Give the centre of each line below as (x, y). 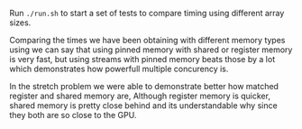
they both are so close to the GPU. (73, 115)
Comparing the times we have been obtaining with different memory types (147, 40)
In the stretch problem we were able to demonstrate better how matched (144, 86)
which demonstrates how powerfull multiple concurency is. (119, 69)
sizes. (20, 23)
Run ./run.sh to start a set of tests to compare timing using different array (147, 13)
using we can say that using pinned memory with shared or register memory (151, 50)
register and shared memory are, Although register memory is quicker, (140, 96)
